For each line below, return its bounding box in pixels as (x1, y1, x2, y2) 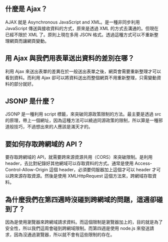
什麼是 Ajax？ (5, 5, 47, 14)
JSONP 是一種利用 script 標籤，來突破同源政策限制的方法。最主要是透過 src (5, 111, 161, 117)
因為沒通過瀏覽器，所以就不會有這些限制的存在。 (13, 231, 115, 237)
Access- (134, 160, 152, 167)
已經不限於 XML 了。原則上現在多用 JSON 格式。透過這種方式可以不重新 (5, 32, 154, 38)
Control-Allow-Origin (5, 167, 48, 173)
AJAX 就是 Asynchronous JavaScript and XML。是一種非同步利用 (5, 19, 140, 25)
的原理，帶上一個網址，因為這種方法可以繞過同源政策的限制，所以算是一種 (5, 117, 158, 124)
